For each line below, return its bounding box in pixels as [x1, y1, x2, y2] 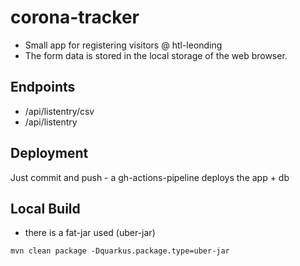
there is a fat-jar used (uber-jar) [24, 227, 156, 239]
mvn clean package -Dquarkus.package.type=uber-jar [10, 246, 230, 256]
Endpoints [10, 79, 76, 96]
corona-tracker [10, 6, 140, 29]
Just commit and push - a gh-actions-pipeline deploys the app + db [10, 171, 290, 183]
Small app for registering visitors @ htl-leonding [24, 39, 223, 51]
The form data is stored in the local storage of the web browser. [24, 49, 288, 61]
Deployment [10, 145, 89, 162]
